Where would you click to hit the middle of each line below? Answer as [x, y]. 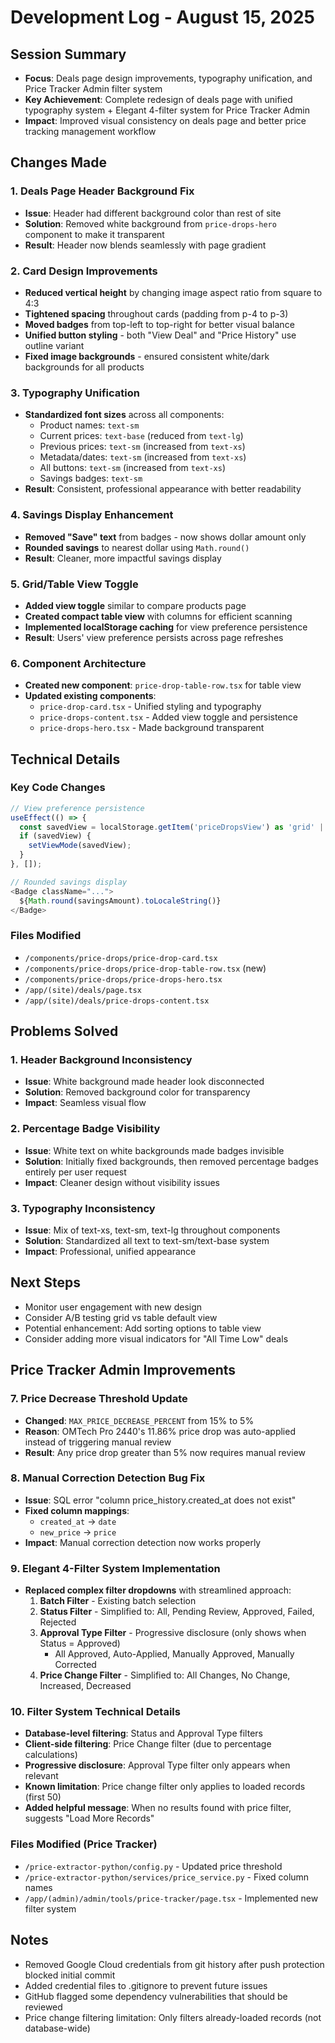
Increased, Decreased [85, 1686]
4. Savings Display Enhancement [92, 515]
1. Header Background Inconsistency [101, 1060]
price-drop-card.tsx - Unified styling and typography [150, 707]
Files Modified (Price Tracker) [84, 1844]
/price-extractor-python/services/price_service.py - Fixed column [167, 1877]
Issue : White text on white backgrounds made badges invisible [154, 1150]
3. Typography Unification [75, 393]
